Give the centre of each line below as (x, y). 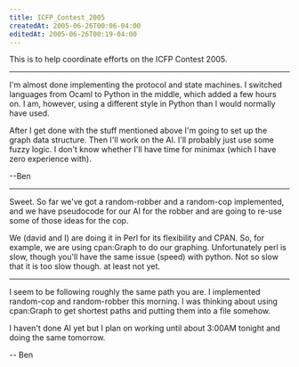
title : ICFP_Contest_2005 (57, 17)
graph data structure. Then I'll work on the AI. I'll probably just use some (141, 140)
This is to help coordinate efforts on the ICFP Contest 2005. (118, 60)
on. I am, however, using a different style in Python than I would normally (142, 104)
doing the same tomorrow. (57, 338)
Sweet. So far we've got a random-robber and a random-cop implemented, (147, 202)
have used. (30, 113)
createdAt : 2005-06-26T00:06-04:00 (75, 26)
